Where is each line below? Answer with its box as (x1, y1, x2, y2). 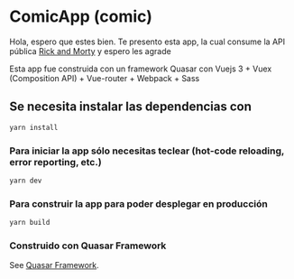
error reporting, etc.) (9, 155, 102, 168)
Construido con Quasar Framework (9, 239, 167, 252)
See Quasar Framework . (9, 260, 99, 271)
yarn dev (9, 176, 42, 185)
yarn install (9, 123, 59, 132)
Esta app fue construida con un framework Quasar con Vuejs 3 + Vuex (9, 63, 272, 74)
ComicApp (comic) (9, 6, 153, 27)
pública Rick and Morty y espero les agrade (9, 45, 171, 56)
